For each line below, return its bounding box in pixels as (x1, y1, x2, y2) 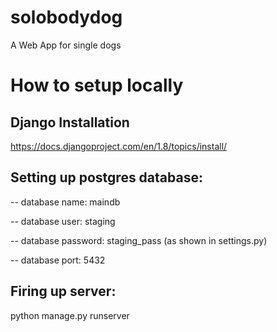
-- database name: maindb (10, 196, 121, 208)
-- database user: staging (10, 215, 116, 227)
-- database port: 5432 (10, 254, 106, 266)
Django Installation (10, 114, 130, 131)
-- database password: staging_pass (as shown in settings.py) (10, 234, 268, 246)
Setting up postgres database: (10, 169, 203, 186)
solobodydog (10, 6, 123, 29)
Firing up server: (10, 283, 117, 300)
